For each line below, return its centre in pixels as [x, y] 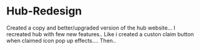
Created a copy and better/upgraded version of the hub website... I [91, 28]
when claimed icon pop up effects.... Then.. [61, 40]
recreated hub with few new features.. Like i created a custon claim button [100, 34]
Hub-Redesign [44, 11]
